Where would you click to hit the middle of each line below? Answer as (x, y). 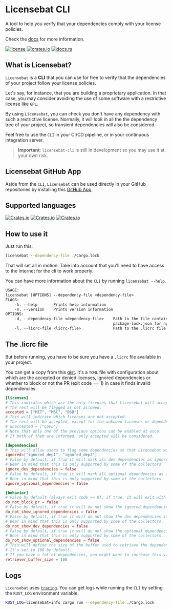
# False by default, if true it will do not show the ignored (73, 507)
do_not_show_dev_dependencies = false (47, 526)
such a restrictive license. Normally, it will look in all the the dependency (81, 119)
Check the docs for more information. (45, 39)
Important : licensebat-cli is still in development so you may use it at (91, 150)
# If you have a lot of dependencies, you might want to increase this (83, 555)
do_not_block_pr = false (32, 502)
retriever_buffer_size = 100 (36, 559)
